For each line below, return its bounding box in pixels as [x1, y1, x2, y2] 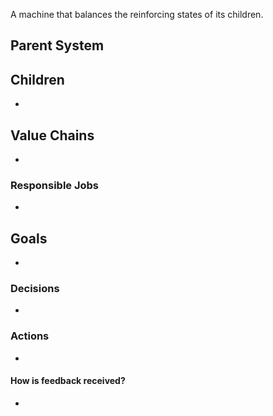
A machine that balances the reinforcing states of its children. [10, 9, 264, 20]
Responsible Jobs [10, 178, 100, 192]
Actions [10, 329, 50, 343]
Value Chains [10, 127, 95, 144]
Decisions [10, 282, 60, 296]
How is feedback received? [10, 375, 126, 387]
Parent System [10, 37, 105, 54]
